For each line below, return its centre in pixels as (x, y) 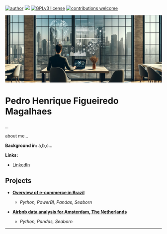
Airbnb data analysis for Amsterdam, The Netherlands (70, 212)
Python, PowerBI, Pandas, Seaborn (56, 202)
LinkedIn (21, 165)
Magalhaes (29, 111)
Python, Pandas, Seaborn (46, 222)
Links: (12, 155)
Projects (18, 180)
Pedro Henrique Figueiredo (62, 101)
